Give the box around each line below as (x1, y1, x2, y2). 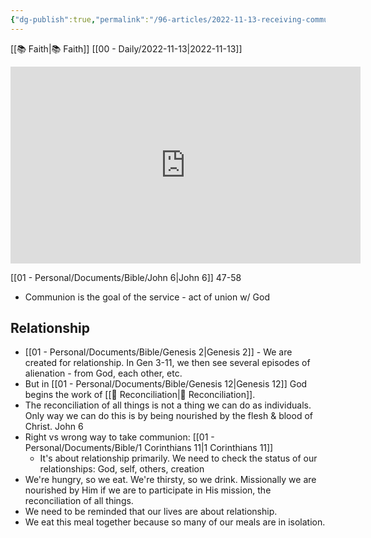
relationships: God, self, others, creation (39, 463, 205, 475)
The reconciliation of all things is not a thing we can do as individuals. (24, 399, 312, 411)
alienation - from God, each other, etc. (24, 367, 183, 380)
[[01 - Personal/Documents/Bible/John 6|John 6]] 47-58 (10, 271, 242, 283)
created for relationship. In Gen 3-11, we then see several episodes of (24, 357, 311, 369)
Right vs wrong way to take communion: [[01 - (24, 431, 215, 443)
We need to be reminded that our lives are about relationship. (24, 506, 278, 518)
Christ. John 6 (24, 421, 84, 433)
